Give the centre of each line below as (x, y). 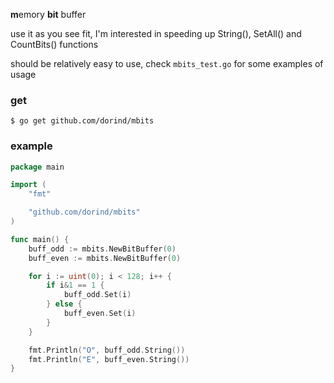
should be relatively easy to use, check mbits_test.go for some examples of (167, 63)
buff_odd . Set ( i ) (97, 295)
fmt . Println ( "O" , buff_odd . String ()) (107, 350)
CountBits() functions (54, 44)
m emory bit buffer (48, 14)
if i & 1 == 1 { (75, 285)
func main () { (40, 239)
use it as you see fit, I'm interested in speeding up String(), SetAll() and (156, 33)
